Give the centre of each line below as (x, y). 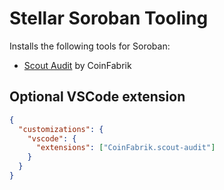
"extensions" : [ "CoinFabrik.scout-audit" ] (125, 148)
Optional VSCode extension (97, 97)
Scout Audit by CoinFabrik (77, 65)
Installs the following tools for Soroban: (90, 46)
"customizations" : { (61, 129)
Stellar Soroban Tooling (109, 18)
